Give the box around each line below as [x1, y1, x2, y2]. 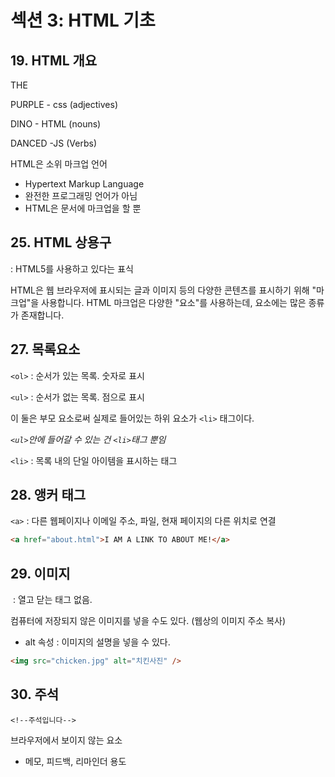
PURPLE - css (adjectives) [10, 99, 118, 110]
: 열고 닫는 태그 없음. [12, 594, 93, 606]
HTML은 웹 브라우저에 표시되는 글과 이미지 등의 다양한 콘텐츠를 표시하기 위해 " [10, 284, 317, 296]
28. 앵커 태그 [10, 487, 87, 504]
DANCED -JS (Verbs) [10, 137, 98, 149]
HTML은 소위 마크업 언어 [10, 158, 108, 170]
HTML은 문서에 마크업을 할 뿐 [24, 202, 142, 214]
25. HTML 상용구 [10, 234, 112, 251]
